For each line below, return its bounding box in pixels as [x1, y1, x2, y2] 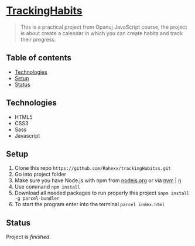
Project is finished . [6, 233, 51, 241]
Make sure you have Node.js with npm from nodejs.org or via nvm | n [14, 177, 182, 184]
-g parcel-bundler [14, 196, 60, 201]
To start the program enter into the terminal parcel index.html [14, 201, 165, 208]
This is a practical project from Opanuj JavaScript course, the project [20, 23, 187, 30]
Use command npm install [14, 183, 81, 190]
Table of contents [6, 53, 71, 63]
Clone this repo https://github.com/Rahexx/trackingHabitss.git [14, 165, 172, 172]
